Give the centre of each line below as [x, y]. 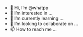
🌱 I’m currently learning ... [37, 18]
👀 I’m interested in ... [31, 13]
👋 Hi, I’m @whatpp [29, 8]
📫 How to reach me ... [33, 29]
